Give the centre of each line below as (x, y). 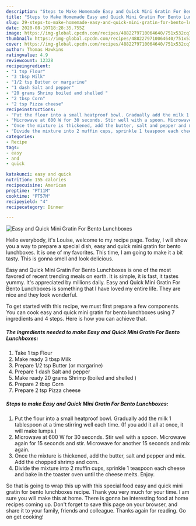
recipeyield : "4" (27, 202)
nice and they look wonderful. (42, 295)
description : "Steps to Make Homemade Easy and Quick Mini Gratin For (94, 11)
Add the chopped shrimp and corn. (57, 462)
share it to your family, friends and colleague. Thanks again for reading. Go (96, 511)
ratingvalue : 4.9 (27, 55)
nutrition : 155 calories (36, 180)
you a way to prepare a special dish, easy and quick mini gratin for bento (93, 246)
